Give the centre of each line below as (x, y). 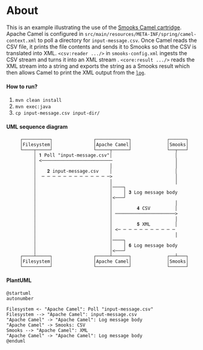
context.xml (21, 41)
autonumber (20, 298)
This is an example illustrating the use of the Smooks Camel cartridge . (94, 27)
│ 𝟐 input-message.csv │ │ (105, 171)
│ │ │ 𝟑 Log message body (105, 193)
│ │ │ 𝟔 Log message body (105, 246)
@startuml (19, 293)
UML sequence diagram (37, 126)
